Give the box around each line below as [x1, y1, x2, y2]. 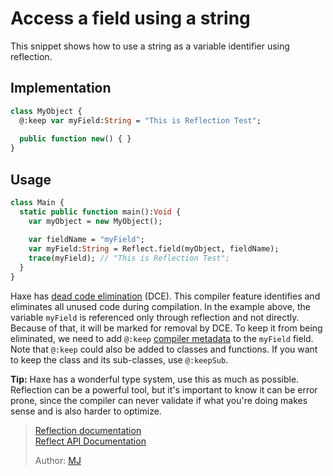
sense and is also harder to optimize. [10, 405, 162, 417]
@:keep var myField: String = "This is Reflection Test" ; [19, 115, 262, 126]
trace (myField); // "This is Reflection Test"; [28, 253, 230, 264]
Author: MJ [34, 454, 82, 466]
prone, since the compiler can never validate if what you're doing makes [10, 394, 308, 406]
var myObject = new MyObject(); [28, 216, 163, 226]
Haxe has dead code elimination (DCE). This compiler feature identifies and [10, 290, 321, 302]
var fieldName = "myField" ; [28, 235, 145, 245]
